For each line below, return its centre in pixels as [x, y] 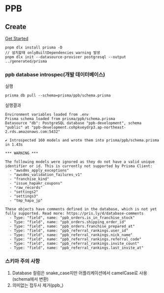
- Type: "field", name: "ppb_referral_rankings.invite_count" [74, 244]
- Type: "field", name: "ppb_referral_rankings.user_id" [69, 231]
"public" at [17, 128]
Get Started [17, 38]
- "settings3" [24, 196]
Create [16, 27]
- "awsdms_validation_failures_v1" [46, 175]
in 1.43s [14, 145]
